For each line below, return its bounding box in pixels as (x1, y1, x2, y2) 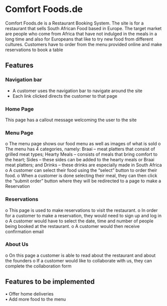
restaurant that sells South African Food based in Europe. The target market (5, 25, 162, 31)
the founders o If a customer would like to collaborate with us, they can (5, 257, 152, 263)
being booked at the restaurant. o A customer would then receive (5, 223, 140, 229)
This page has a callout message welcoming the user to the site (5, 117, 137, 123)
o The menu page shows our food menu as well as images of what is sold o (5, 141, 161, 147)
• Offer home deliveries (5, 290, 54, 296)
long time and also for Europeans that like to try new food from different (5, 36, 153, 42)
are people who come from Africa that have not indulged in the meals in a (5, 31, 157, 37)
